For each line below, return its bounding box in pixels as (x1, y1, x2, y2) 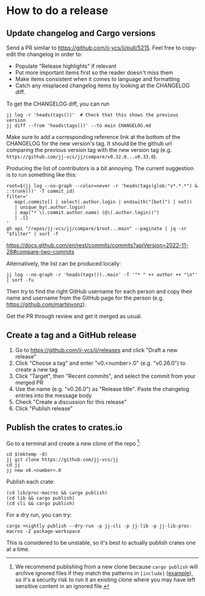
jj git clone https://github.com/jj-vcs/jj (6, 457, 119, 463)
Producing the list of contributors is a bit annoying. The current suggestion (6, 165, 194, 171)
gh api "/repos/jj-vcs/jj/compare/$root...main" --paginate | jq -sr (6, 226, 187, 232)
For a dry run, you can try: (6, 511, 72, 519)
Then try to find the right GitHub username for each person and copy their (6, 288, 193, 295)
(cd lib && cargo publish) (6, 495, 75, 501)
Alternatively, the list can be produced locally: (6, 260, 121, 267)
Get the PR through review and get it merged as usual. (6, 312, 142, 320)
